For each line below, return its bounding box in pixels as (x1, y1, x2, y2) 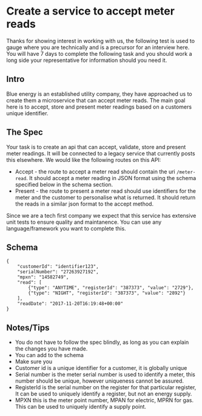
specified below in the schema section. (15, 181, 113, 188)
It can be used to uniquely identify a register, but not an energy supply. (15, 390, 192, 398)
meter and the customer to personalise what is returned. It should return (15, 193, 196, 201)
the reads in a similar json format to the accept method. (15, 200, 153, 207)
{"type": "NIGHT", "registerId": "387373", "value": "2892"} (28, 290, 186, 297)
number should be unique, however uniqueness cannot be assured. (15, 377, 184, 384)
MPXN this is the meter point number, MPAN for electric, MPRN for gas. (15, 397, 194, 404)
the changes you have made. (15, 345, 88, 352)
